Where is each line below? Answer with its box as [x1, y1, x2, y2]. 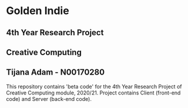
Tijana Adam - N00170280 [6, 67, 105, 77]
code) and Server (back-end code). [6, 95, 92, 102]
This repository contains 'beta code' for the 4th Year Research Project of [6, 83, 182, 90]
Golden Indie [6, 4, 69, 18]
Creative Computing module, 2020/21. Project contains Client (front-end [6, 89, 181, 96]
